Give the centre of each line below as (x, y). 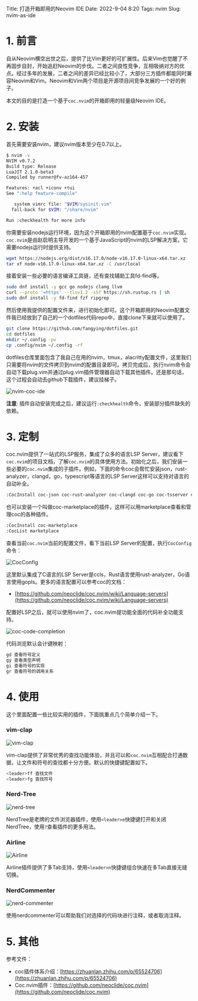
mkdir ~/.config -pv (32, 339)
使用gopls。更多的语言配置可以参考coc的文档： (69, 582)
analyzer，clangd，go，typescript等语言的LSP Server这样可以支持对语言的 (98, 476)
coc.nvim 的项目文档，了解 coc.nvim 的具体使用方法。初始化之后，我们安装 (94, 461)
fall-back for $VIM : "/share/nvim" (55, 209)
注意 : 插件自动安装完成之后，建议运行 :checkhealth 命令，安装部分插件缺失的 (98, 403)
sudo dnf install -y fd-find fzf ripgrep (58, 298)
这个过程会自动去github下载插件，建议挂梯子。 (63, 379)
